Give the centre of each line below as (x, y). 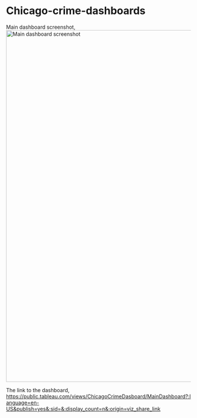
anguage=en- (23, 402)
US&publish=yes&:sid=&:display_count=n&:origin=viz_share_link (83, 409)
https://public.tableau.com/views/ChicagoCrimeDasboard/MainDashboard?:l (98, 396)
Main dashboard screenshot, (41, 27)
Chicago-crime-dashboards (76, 11)
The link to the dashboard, (38, 390)
